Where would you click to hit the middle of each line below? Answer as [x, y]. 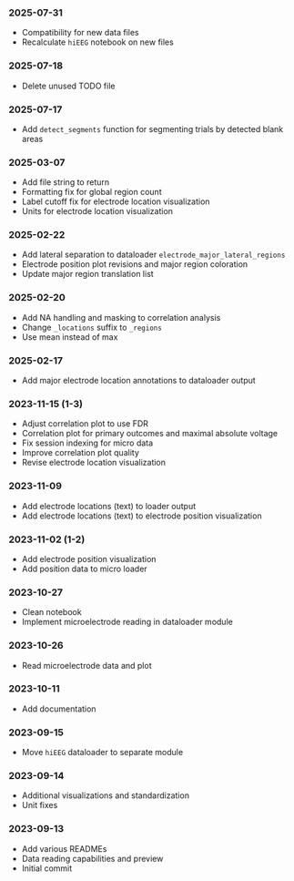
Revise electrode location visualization [93, 463]
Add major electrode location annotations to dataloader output [138, 381]
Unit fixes [40, 805]
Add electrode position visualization [89, 558]
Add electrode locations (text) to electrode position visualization [142, 516]
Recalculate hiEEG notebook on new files [97, 42]
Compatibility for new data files [80, 33]
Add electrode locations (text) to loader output [109, 506]
